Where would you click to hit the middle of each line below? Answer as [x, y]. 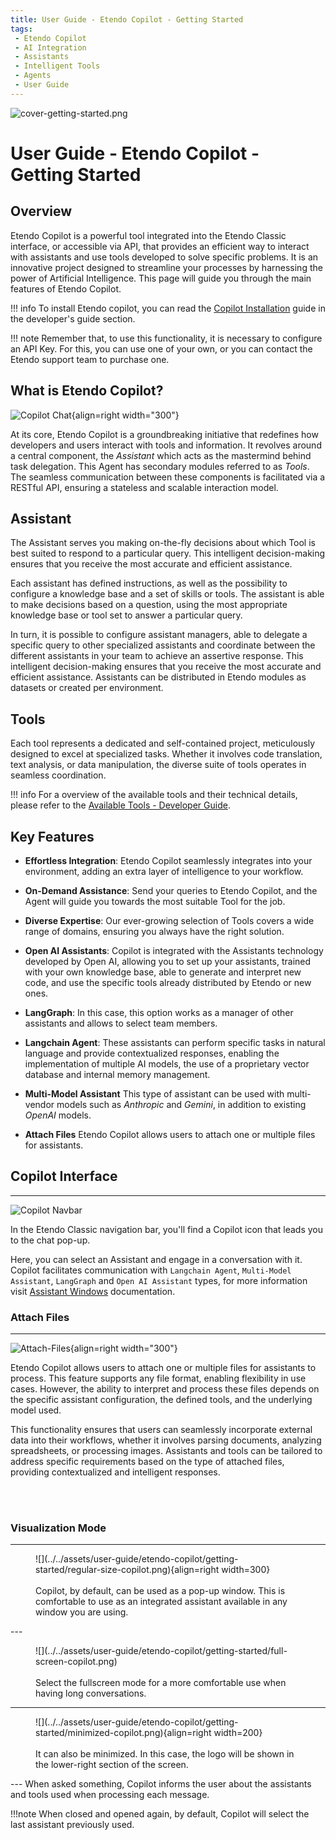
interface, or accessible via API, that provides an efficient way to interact [160, 246]
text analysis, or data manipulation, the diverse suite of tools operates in [158, 765]
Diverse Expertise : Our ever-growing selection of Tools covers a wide [169, 920]
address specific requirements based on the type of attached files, [147, 1462]
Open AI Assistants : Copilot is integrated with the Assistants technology [174, 950]
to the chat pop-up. [50, 1240]
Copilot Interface [64, 1176]
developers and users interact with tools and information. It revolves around [166, 445]
